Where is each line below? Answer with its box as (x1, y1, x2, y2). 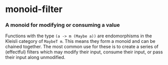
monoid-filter (5, 4, 63, 15)
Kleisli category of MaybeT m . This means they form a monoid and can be (5, 38, 156, 44)
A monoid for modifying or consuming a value (5, 22, 120, 29)
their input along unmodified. (5, 54, 66, 60)
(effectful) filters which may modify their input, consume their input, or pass (5, 49, 163, 55)
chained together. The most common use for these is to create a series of (5, 44, 159, 50)
